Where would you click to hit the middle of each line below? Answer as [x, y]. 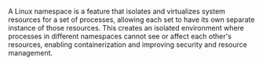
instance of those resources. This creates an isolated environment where [126, 28]
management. [31, 53]
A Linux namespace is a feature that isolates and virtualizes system [117, 11]
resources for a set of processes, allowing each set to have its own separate [131, 20]
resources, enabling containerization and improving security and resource [128, 45]
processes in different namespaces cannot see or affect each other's [120, 36]
